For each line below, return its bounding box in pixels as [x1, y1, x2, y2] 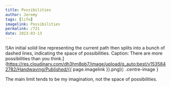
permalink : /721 [5, 26, 40, 31]
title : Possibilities [5, 7, 52, 13]
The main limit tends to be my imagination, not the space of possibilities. [5, 76, 157, 82]
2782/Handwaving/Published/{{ [5, 66, 72, 72]
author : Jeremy [5, 12, 38, 17]
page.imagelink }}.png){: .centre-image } [72, 66, 159, 72]
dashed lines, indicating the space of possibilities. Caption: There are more [5, 50, 163, 56]
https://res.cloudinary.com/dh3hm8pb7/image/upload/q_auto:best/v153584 [7, 61, 166, 67]
